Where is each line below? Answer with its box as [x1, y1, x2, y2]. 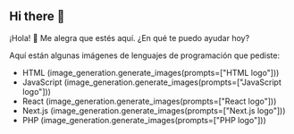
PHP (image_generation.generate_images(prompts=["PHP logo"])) [21, 114, 266, 125]
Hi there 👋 [9, 9, 65, 24]
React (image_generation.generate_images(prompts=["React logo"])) [21, 96, 277, 106]
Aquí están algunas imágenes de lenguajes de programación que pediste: [9, 50, 280, 61]
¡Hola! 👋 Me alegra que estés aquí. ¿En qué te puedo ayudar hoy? [9, 32, 250, 43]
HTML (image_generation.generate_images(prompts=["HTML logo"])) [21, 67, 280, 78]
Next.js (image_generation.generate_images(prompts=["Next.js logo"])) [21, 105, 286, 116]
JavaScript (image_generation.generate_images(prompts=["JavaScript [21, 77, 281, 88]
